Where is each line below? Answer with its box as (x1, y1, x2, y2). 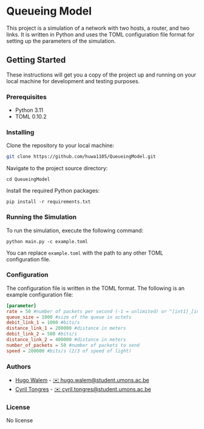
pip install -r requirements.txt (6, 199, 91, 205)
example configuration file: (6, 290, 73, 298)
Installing (6, 128, 35, 136)
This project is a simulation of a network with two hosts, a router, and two (6, 24, 190, 32)
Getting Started (6, 55, 66, 65)
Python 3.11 (15, 106, 44, 114)
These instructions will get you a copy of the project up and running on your (6, 71, 196, 78)
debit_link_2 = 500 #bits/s (6, 331, 78, 337)
